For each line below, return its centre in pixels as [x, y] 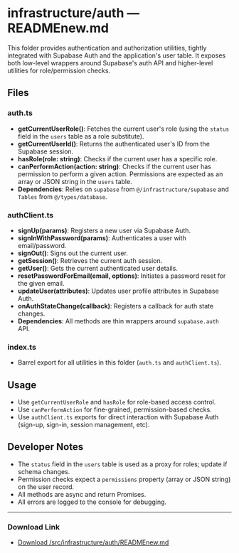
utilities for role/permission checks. [59, 70]
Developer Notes [46, 447]
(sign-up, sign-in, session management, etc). [84, 425]
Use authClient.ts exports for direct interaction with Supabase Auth [118, 417]
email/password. [42, 245]
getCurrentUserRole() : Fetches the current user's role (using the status [123, 129]
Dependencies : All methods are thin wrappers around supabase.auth [118, 321]
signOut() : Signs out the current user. [73, 253]
